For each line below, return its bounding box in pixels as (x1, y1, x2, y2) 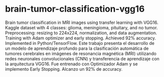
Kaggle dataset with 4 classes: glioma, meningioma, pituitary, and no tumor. (5, 24, 158, 30)
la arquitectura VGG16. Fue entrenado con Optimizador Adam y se (5, 61, 138, 67)
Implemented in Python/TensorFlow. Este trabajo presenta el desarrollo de (5, 40, 155, 46)
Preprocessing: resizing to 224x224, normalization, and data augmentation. (5, 30, 158, 36)
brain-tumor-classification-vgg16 (5, 3, 145, 15)
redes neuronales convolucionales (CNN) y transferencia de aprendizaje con (5, 56, 160, 61)
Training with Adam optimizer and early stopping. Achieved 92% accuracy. (5, 35, 156, 41)
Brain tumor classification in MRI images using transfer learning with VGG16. (5, 19, 159, 25)
